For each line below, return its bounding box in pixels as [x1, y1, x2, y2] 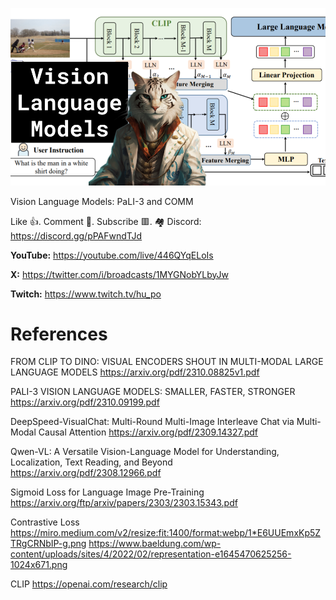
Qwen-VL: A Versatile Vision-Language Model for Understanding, [10, 446, 280, 458]
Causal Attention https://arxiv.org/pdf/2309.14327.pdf [38, 426, 259, 438]
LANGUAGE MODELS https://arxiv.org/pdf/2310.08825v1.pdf [10, 366, 260, 378]
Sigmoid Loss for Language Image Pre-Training [10, 486, 205, 498]
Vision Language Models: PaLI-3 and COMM [10, 195, 194, 207]
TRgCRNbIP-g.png [10, 538, 87, 550]
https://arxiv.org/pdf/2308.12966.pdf [10, 467, 162, 479]
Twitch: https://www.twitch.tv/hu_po [10, 288, 162, 300]
